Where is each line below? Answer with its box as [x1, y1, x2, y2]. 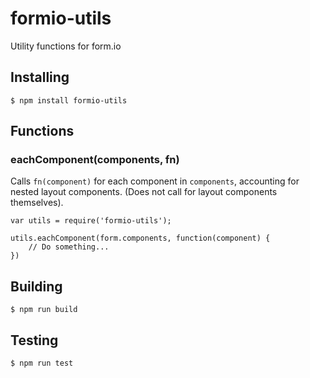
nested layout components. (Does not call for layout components [10, 186, 278, 198]
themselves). [10, 197, 64, 209]
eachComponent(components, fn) [10, 153, 180, 167]
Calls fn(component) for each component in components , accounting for [10, 175, 300, 187]
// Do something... [28, 242, 110, 252]
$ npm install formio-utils [10, 95, 128, 106]
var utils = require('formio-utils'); [10, 216, 172, 226]
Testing [10, 332, 59, 349]
